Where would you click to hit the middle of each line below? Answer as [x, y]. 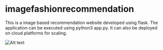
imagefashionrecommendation [70, 9]
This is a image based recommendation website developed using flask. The [82, 23]
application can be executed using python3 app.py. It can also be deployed [81, 27]
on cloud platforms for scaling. [36, 33]
